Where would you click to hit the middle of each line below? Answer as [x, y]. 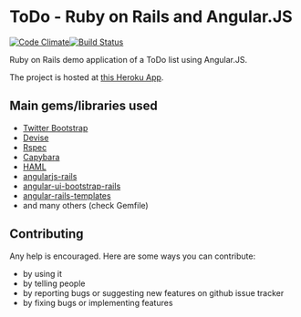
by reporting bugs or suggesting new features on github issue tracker [153, 292]
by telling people [54, 283]
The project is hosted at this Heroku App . [87, 77]
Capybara [41, 157]
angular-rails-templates [67, 195]
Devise [36, 138]
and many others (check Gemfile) [85, 205]
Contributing [47, 234]
